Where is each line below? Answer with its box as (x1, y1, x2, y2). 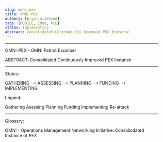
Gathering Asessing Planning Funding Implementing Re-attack (5, 104, 130, 110)
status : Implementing (5, 25, 49, 30)
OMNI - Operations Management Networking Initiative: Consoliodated (5, 127, 144, 133)
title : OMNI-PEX (5, 12, 38, 16)
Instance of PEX (5, 133, 37, 138)
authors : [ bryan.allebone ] (5, 16, 60, 21)
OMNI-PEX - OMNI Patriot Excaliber (5, 47, 77, 53)
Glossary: (5, 118, 24, 124)
